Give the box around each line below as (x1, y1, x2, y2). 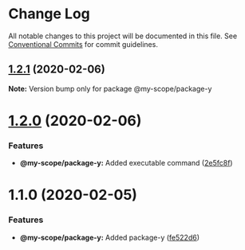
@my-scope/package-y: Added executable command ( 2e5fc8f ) (19, 158, 233, 168)
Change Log (8, 5, 90, 23)
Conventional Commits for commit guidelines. (8, 39, 158, 49)
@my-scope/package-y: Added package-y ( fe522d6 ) (19, 232, 200, 242)
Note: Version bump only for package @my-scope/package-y (8, 84, 212, 93)
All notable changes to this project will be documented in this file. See (8, 31, 238, 41)
